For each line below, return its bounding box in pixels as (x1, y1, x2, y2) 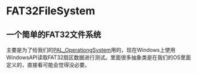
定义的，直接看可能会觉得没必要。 (6, 61, 90, 68)
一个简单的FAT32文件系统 (6, 29, 101, 39)
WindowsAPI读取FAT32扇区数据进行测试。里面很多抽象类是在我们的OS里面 (6, 54, 191, 61)
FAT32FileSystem (6, 4, 96, 18)
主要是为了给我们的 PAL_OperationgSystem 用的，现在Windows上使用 (6, 47, 176, 53)
